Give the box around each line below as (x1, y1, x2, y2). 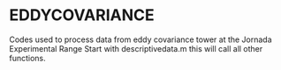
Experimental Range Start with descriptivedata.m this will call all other (9, 43, 263, 53)
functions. (9, 52, 46, 63)
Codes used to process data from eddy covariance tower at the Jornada (9, 34, 272, 45)
